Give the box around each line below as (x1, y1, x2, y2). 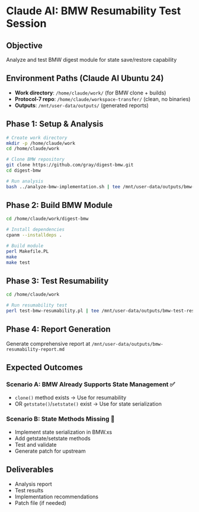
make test (6, 260, 31, 266)
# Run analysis (6, 178, 44, 184)
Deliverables (6, 464, 54, 475)
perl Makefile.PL (6, 248, 49, 254)
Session (6, 17, 47, 30)
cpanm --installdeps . (6, 232, 62, 238)
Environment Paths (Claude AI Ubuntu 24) (6, 73, 164, 84)
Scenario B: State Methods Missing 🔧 (6, 415, 115, 423)
